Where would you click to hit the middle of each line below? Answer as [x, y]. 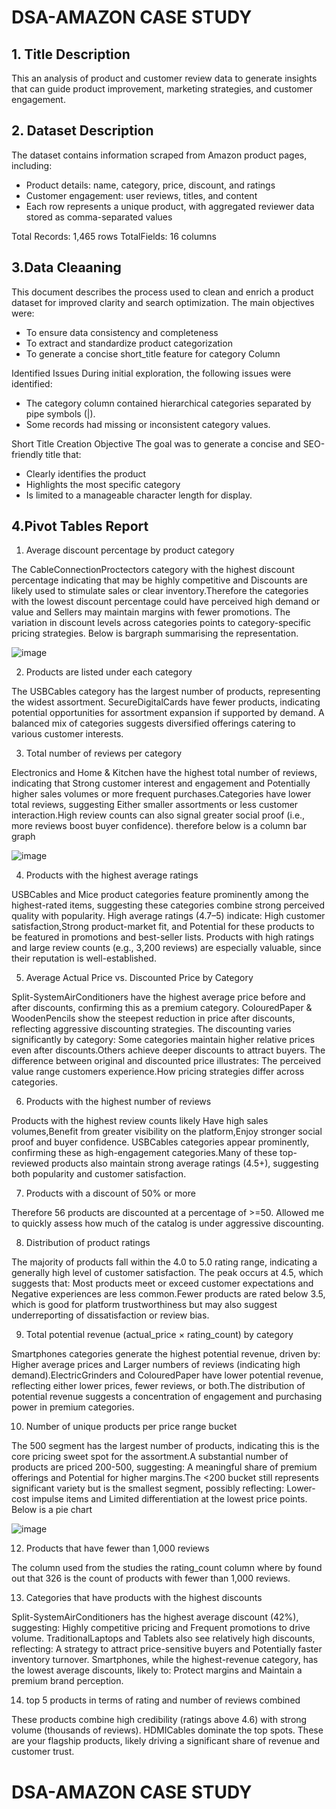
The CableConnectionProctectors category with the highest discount [153, 570]
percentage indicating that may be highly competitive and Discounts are [159, 580]
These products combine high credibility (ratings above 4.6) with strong [159, 1720]
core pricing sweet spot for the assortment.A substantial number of [150, 1457]
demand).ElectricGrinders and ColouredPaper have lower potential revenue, [167, 1375]
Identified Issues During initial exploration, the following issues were [151, 373]
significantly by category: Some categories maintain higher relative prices [163, 1040]
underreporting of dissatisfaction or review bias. [110, 1315]
